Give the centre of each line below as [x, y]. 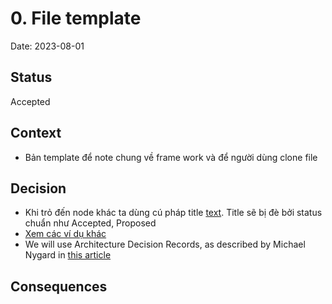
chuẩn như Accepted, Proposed [90, 223]
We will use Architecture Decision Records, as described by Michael [165, 244]
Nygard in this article [68, 255]
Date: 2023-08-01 [47, 46]
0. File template [76, 18]
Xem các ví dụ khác [65, 234]
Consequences [59, 286]
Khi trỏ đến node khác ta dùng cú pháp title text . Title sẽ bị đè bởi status [173, 213]
